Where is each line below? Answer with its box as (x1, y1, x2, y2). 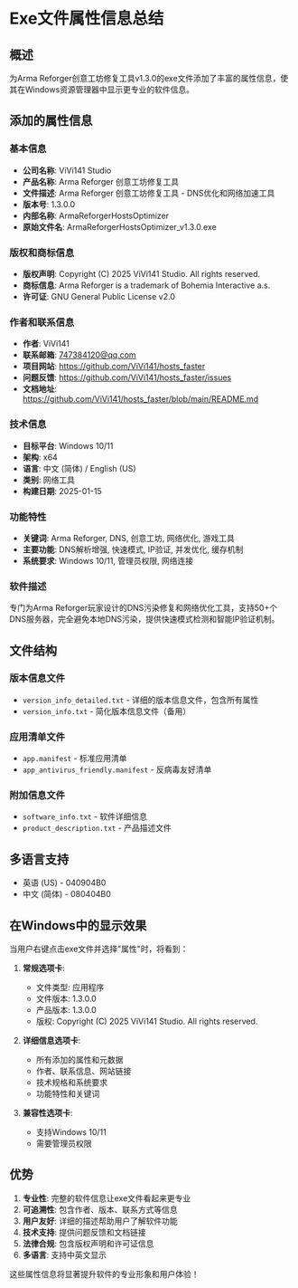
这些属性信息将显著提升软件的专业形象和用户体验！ (9, 1268, 200, 1279)
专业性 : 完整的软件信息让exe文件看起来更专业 (22, 1192, 191, 1204)
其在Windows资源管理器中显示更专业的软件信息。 (9, 84, 195, 95)
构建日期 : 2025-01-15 (22, 485, 102, 496)
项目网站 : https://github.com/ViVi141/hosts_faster (22, 361, 206, 372)
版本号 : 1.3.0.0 (22, 198, 76, 209)
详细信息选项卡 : (22, 1035, 81, 1046)
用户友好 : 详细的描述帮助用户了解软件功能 (22, 1215, 178, 1226)
